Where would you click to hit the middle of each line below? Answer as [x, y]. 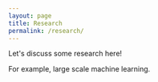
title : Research [35, 23]
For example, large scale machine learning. [79, 69]
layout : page [30, 16]
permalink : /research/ [46, 31]
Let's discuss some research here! [65, 54]
